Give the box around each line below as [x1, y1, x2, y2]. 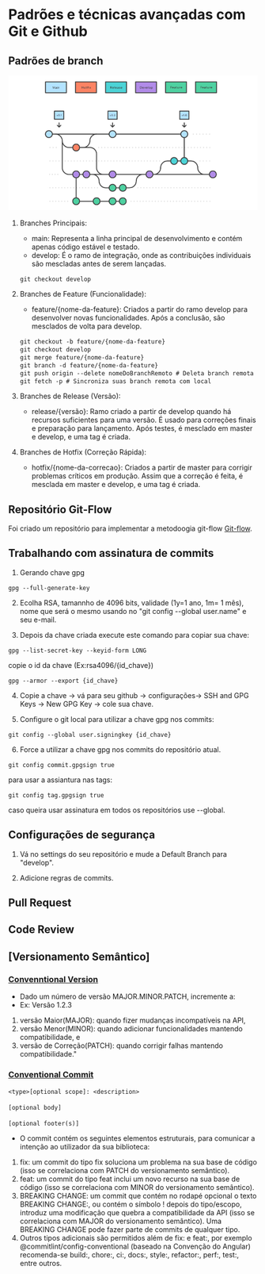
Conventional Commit [8, 1069, 94, 1080]
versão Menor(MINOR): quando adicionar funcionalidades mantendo [19, 1024, 244, 1034]
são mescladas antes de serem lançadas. [31, 259, 167, 269]
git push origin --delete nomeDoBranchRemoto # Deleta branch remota [19, 370, 255, 378]
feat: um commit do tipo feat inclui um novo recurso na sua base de [19, 1174, 240, 1184]
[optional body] [8, 1104, 62, 1112]
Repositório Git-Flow [8, 502, 112, 516]
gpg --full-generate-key [8, 584, 90, 592]
